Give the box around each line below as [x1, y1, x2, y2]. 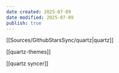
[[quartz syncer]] [6, 60, 49, 67]
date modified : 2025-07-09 [6, 14, 74, 21]
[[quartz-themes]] [6, 48, 51, 56]
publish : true [6, 20, 42, 26]
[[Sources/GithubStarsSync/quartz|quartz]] [6, 37, 114, 44]
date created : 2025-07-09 [6, 8, 71, 15]
